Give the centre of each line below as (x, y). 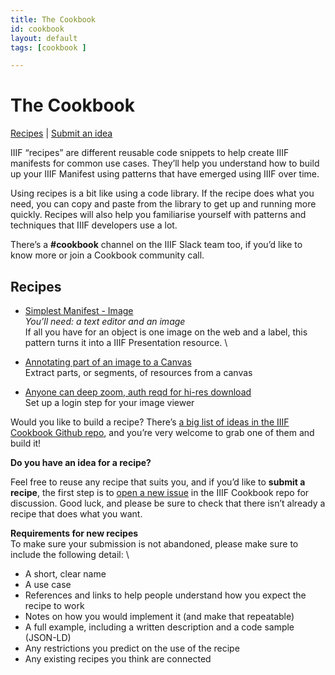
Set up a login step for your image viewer (109, 402)
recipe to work (54, 605)
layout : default (44, 38)
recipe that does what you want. (76, 514)
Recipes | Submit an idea (61, 133)
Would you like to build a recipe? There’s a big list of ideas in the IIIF (150, 422)
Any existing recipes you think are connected (118, 659)
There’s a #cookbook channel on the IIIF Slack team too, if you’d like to (156, 245)
